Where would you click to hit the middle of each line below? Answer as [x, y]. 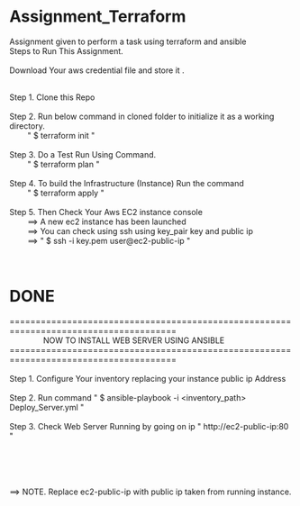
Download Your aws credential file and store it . [97, 70]
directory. [27, 126]
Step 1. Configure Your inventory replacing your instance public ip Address [148, 378]
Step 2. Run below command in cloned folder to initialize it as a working [142, 116]
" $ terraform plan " [63, 164]
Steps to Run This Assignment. [66, 50]
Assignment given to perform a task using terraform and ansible [128, 41]
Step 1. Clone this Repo [52, 97]
